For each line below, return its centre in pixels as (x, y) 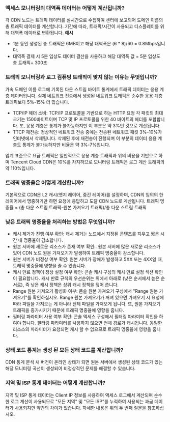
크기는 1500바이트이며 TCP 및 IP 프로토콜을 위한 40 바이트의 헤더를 (80, 119)
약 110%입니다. (20, 168)
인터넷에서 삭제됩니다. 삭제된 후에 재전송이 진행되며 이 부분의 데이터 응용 (84, 138)
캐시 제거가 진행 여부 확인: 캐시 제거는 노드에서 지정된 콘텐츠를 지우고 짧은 (86, 234)
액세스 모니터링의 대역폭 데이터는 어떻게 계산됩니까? (65, 8)
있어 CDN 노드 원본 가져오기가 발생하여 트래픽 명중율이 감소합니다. (79, 253)
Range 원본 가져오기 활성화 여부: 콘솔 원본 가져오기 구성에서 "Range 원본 (85, 291)
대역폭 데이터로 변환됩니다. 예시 (42, 33)
